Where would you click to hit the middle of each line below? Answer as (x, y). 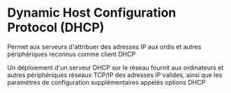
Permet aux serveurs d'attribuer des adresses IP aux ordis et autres (104, 46)
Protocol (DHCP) (56, 27)
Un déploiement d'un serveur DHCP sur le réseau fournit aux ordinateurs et (115, 67)
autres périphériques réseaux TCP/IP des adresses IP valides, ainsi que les (115, 75)
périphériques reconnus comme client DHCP (72, 54)
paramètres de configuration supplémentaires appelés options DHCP (106, 82)
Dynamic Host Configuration (92, 13)
